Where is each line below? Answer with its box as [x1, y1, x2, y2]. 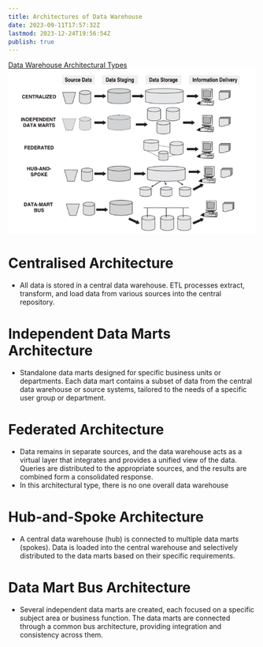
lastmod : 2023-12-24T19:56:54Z [8, 29, 111, 37]
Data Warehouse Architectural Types [8, 60, 128, 70]
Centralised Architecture [8, 254, 174, 273]
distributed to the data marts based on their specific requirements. [19, 551, 235, 561]
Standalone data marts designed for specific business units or [19, 368, 222, 378]
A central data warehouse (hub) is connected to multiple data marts [19, 534, 239, 544]
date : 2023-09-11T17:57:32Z [8, 21, 101, 29]
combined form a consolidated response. [19, 472, 154, 482]
